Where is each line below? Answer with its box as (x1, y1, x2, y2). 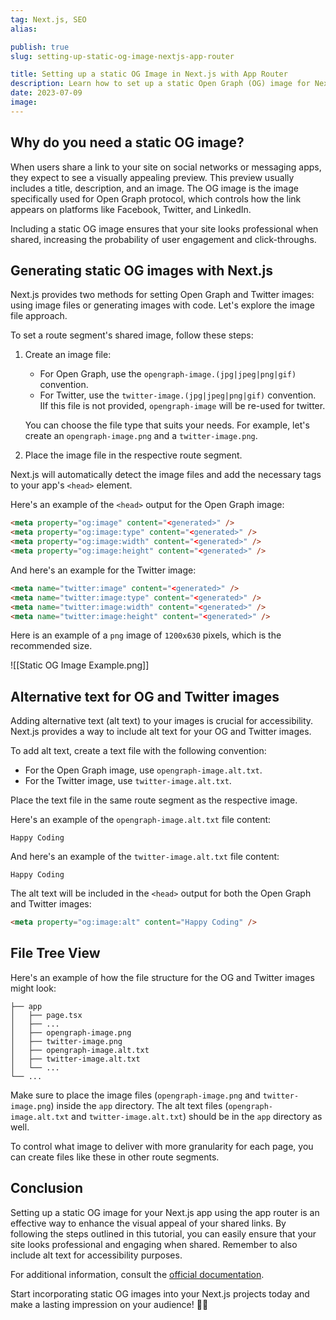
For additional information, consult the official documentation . (10, 1268, 265, 1280)
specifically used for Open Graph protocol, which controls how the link (10, 192, 302, 205)
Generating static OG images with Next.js (10, 262, 273, 279)
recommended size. (10, 640, 93, 652)
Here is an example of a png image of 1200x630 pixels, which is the (10, 629, 282, 641)
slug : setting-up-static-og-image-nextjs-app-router (10, 51, 235, 61)
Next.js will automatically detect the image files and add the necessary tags (10, 469, 322, 481)
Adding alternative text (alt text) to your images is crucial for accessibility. (10, 715, 314, 727)
